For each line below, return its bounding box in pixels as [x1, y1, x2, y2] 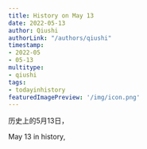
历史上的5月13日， [8, 116, 69, 126]
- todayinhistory [8, 85, 66, 94]
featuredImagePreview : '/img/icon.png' [8, 93, 141, 101]
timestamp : [8, 41, 44, 49]
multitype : [8, 64, 44, 72]
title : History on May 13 [8, 11, 94, 20]
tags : [8, 78, 26, 86]
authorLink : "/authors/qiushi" [8, 33, 112, 42]
